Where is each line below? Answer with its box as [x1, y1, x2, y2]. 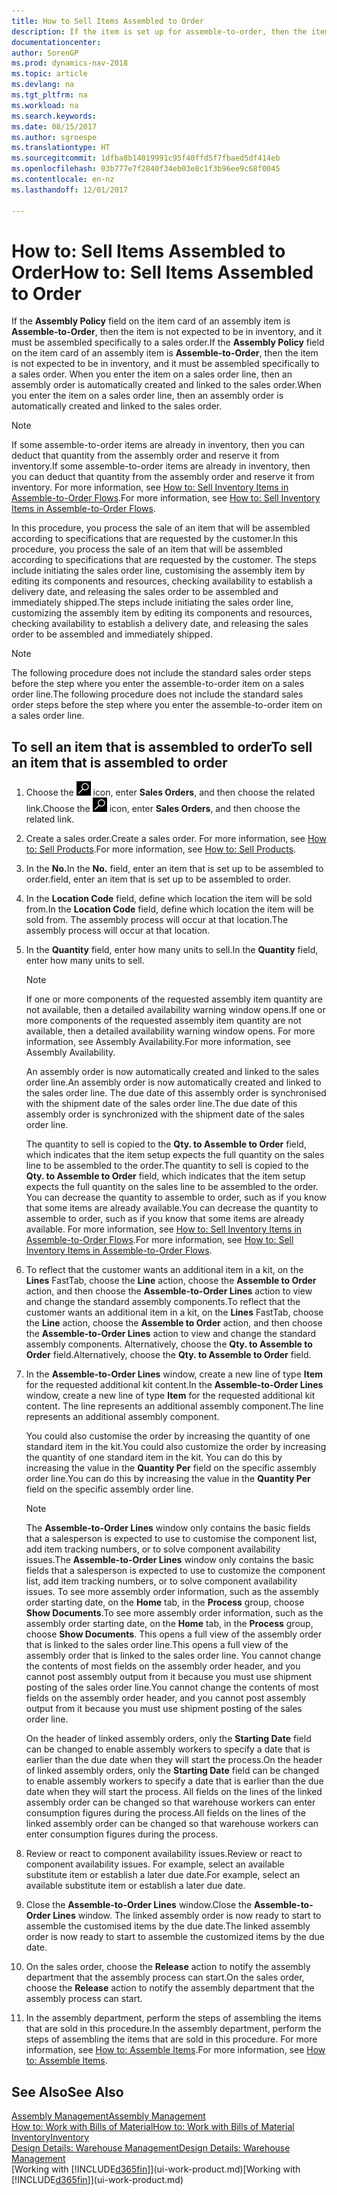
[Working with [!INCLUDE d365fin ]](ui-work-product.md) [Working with [11, 2163, 301, 2175]
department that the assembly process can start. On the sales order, [25, 1971, 305, 1984]
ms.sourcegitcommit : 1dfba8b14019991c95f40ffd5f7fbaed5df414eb [11, 153, 281, 164]
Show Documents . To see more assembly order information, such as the [25, 1607, 324, 1619]
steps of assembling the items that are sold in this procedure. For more [25, 2033, 318, 2045]
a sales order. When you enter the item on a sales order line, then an [11, 368, 293, 380]
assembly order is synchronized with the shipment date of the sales [25, 1108, 305, 1120]
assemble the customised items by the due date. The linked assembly [25, 1920, 311, 1932]
